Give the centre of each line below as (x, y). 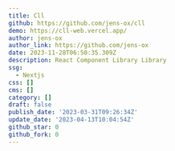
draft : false (30, 105)
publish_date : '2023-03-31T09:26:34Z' (73, 113)
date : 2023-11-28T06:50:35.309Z (62, 53)
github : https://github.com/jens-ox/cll (77, 23)
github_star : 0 (34, 127)
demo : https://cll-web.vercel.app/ (68, 30)
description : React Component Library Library (87, 61)
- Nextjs (30, 75)
